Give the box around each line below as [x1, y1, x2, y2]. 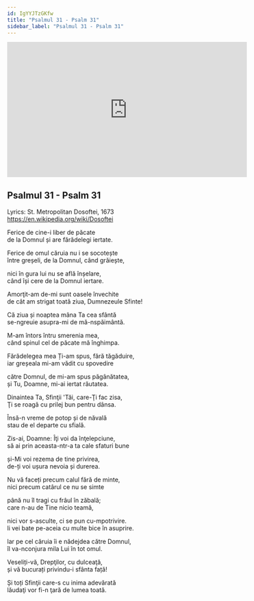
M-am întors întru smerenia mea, [7, 331, 99, 340]
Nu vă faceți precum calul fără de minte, [7, 475, 120, 484]
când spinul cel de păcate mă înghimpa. [7, 339, 120, 347]
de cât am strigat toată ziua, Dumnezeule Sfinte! [7, 297, 143, 306]
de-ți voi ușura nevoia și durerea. [7, 462, 101, 470]
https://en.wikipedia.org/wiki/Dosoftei [7, 215, 114, 223]
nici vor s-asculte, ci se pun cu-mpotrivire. [7, 517, 127, 525]
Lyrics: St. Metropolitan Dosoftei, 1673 [7, 207, 114, 216]
